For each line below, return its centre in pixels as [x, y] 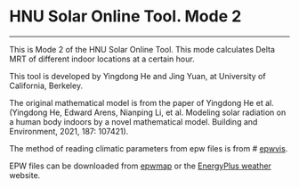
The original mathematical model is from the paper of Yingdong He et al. [141, 102]
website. [25, 175]
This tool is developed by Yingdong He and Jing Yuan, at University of [137, 76]
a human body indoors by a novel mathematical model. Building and [133, 121]
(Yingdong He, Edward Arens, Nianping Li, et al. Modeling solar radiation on [148, 112]
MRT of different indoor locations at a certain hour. [102, 59]
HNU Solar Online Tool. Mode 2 [125, 16]
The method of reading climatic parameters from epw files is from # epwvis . [149, 148]
